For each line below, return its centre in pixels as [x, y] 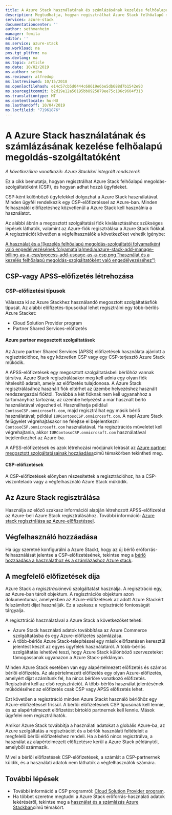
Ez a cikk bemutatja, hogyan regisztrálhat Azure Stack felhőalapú [74, 181]
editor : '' [17, 39]
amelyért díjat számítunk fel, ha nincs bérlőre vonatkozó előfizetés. [76, 678]
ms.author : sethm [24, 72]
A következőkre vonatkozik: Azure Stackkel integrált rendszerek [73, 171]
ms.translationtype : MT [31, 96]
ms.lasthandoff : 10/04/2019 [35, 106]
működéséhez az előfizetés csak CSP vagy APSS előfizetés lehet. [75, 689]
